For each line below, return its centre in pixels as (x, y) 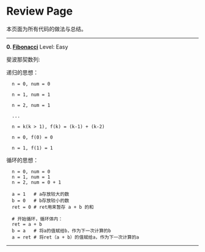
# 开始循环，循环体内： (37, 219)
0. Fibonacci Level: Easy (37, 46)
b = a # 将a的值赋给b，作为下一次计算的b (61, 231)
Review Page (40, 11)
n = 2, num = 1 (31, 105)
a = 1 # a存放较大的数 (41, 194)
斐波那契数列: (23, 59)
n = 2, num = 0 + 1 (37, 182)
